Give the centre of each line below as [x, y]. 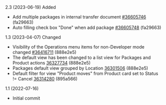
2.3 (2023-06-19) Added [30, 7]
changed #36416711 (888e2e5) [44, 52]
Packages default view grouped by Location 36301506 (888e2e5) [80, 68]
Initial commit [26, 98]
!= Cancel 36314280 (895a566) [45, 79]
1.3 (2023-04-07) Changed [33, 37]
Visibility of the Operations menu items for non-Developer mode [78, 47]
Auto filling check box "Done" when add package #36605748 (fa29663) [87, 27]
